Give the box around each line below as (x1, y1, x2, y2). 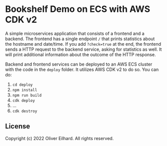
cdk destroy (12, 108, 37, 114)
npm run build (12, 93, 42, 98)
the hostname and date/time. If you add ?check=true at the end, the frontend (5, 41, 162, 47)
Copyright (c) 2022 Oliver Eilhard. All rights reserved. (5, 135, 114, 141)
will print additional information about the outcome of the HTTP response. (5, 51, 156, 58)
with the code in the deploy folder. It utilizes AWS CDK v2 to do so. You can (5, 66, 159, 73)
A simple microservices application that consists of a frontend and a (5, 30, 145, 36)
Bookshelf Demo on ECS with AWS (5, 3, 151, 15)
